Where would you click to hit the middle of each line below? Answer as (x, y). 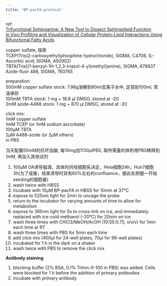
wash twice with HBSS (36, 185)
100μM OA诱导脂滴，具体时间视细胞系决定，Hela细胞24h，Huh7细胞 (83, 167)
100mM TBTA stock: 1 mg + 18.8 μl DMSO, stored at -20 (62, 99)
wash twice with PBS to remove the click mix (59, 248)
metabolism (25, 206)
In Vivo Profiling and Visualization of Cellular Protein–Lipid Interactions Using (84, 34)
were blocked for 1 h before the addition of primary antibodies (76, 273)
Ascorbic (15, 61)
